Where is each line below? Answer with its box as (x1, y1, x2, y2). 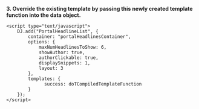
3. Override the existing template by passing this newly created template (6, 5, 193, 12)
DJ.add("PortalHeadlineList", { (17, 28, 99, 34)
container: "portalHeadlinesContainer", (28, 34, 131, 40)
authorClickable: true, (38, 55, 99, 61)
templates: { (28, 76, 61, 82)
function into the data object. (6, 11, 81, 19)
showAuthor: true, (38, 49, 85, 55)
